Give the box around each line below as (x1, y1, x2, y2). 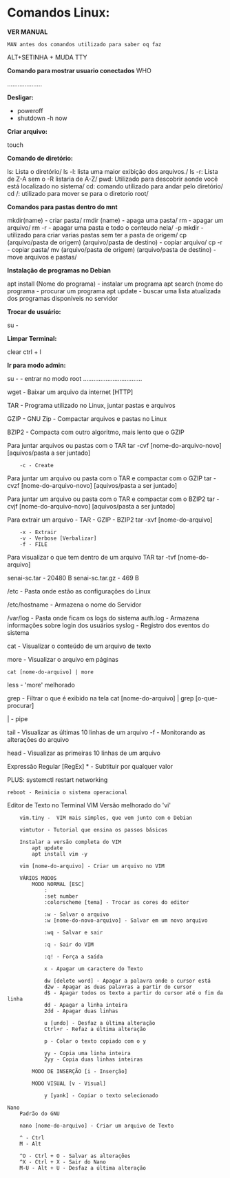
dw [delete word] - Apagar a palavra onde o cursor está (43, 977, 211, 984)
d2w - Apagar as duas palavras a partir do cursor (43, 983, 193, 990)
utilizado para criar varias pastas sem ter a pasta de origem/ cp (7, 230, 187, 239)
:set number (43, 892, 79, 900)
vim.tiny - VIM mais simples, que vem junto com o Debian (19, 814, 193, 821)
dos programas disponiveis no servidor (7, 294, 118, 302)
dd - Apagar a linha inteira (43, 1001, 128, 1008)
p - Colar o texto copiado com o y (43, 1037, 147, 1045)
